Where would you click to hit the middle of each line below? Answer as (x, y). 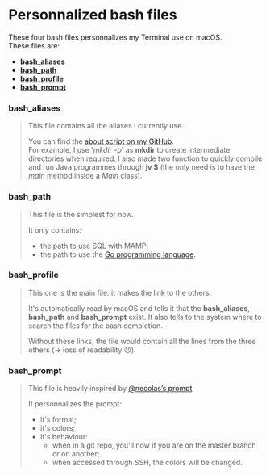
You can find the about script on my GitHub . (101, 141)
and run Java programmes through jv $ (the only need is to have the (141, 167)
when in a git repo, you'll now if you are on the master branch (154, 445)
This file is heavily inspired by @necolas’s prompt (110, 389)
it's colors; (58, 428)
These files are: (34, 45)
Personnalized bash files (93, 15)
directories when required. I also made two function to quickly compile (145, 158)
